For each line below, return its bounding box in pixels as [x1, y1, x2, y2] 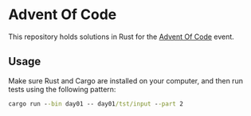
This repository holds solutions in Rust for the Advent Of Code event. [8, 32, 235, 41]
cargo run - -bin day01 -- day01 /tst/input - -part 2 [8, 99, 183, 108]
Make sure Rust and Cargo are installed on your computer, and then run [8, 75, 243, 85]
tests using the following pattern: [8, 84, 116, 94]
